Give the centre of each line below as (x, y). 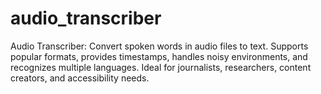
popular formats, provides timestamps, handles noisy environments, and (159, 56)
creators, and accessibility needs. (80, 78)
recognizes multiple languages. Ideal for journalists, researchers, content (161, 67)
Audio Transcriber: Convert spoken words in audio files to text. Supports (159, 46)
